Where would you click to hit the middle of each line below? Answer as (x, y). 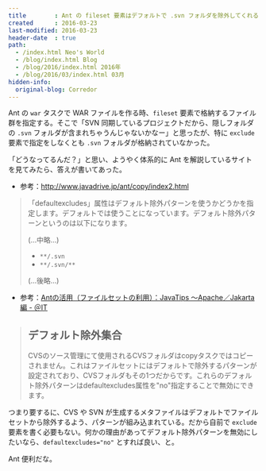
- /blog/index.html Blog (56, 60)
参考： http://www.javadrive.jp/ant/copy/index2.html (104, 187)
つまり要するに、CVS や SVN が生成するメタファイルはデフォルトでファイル (133, 412)
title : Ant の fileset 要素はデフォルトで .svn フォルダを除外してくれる (134, 15)
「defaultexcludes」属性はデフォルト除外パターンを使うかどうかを (137, 203)
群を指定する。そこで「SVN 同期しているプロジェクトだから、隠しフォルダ (131, 123)
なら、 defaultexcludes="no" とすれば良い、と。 (100, 442)
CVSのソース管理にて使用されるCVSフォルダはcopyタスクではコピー (141, 356)
